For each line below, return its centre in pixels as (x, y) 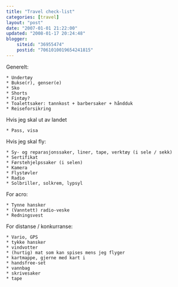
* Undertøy (19, 77)
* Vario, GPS (22, 237)
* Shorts (17, 93)
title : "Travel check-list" (41, 12)
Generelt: (17, 67)
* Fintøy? (18, 98)
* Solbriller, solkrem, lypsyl (44, 183)
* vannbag (18, 268)
